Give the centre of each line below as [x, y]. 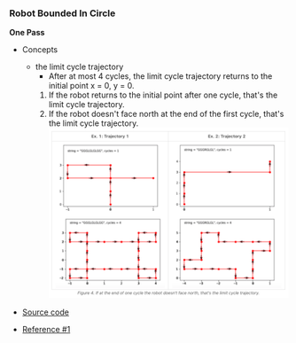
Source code [45, 312]
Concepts [40, 50]
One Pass [27, 33]
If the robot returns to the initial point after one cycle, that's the [163, 95]
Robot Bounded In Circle [62, 13]
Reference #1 [46, 330]
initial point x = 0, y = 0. [91, 86]
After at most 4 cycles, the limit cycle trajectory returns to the [160, 76]
